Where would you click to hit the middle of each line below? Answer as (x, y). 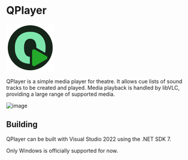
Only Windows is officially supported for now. (62, 150)
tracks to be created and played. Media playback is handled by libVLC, (93, 87)
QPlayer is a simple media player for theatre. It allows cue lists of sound (94, 81)
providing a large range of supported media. (61, 94)
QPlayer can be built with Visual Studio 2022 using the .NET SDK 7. (89, 139)
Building (22, 124)
